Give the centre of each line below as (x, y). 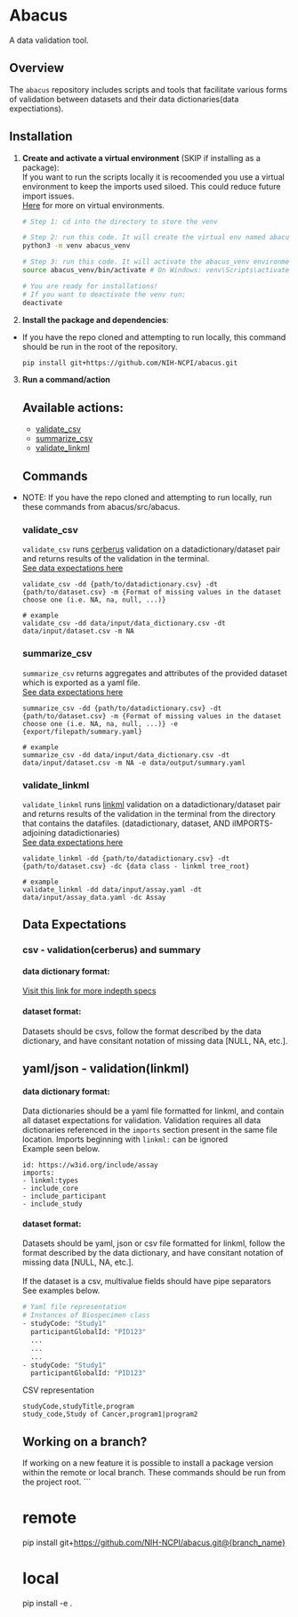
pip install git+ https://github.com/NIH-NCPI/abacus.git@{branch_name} (154, 1543)
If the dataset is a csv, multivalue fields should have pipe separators (146, 1281)
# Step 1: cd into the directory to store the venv (120, 222)
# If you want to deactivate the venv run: (104, 295)
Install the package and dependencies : (95, 319)
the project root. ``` (56, 1482)
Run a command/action (66, 380)
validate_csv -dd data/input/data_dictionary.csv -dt (124, 624)
